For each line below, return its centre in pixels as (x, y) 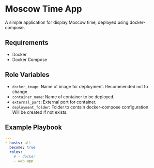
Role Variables (27, 75)
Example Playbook (33, 127)
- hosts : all (18, 143)
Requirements (27, 43)
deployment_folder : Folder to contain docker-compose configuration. (81, 107)
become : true (23, 148)
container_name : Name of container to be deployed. (63, 97)
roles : (16, 152)
